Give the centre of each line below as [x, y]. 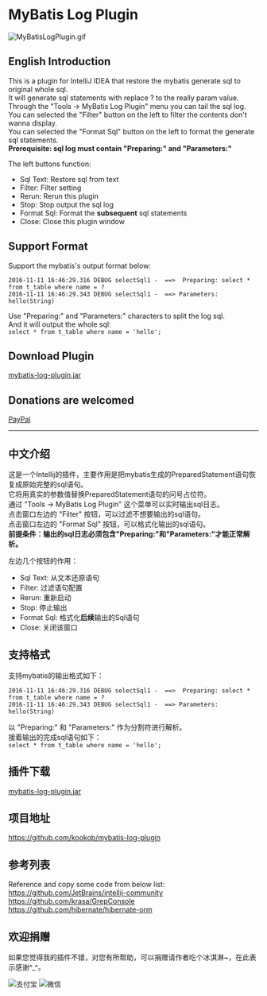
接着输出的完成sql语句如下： [55, 737]
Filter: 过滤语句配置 [51, 587]
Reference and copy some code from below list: [87, 885]
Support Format [48, 247]
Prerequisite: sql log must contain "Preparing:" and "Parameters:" [120, 148]
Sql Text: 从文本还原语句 [59, 577]
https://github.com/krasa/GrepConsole [72, 901]
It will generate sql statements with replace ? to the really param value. [124, 98]
